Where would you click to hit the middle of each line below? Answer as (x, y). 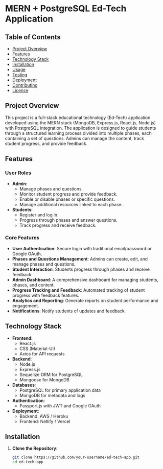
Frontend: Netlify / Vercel (45, 421)
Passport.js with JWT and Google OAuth (60, 406)
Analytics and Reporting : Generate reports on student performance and (85, 300)
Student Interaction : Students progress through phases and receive (81, 269)
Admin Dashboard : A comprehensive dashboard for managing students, (85, 280)
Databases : (24, 385)
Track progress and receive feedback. (58, 225)
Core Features (22, 238)
